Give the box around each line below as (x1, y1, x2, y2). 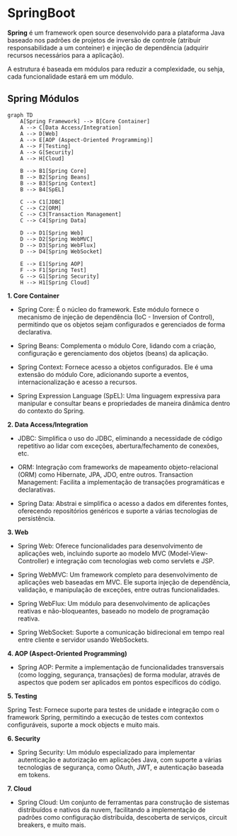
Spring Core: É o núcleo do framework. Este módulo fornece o (17, 305, 200, 313)
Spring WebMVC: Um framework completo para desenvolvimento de (17, 570, 218, 579)
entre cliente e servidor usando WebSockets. (17, 636, 149, 644)
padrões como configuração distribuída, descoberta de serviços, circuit (17, 813, 228, 821)
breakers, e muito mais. (17, 820, 86, 829)
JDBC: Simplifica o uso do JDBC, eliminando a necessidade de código (17, 434, 223, 442)
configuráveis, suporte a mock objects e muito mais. (7, 721, 161, 729)
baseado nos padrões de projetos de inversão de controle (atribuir (7, 35, 201, 44)
